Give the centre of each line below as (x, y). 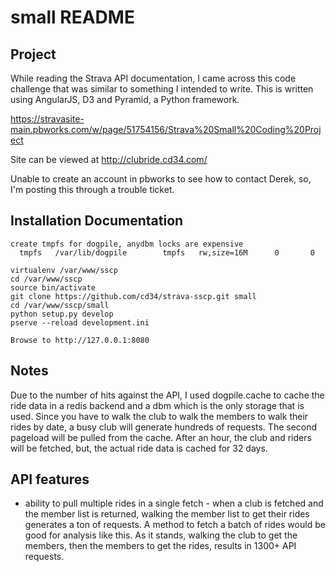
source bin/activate (53, 287)
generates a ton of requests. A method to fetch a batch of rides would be (175, 525)
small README (72, 17)
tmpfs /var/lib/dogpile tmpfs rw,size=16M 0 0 (167, 252)
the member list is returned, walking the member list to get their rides (167, 514)
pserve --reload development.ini (80, 322)
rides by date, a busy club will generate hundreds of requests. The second (164, 427)
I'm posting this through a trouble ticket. (92, 189)
